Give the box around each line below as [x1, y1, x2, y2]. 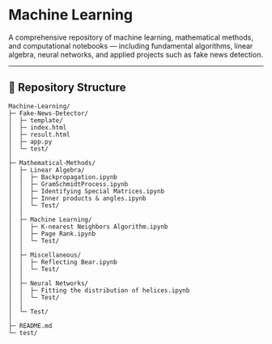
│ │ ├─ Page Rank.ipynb [8, 229, 96, 238]
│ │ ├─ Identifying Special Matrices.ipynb [8, 187, 164, 195]
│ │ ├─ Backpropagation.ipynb [8, 172, 117, 181]
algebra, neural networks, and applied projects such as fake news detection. [8, 49, 263, 59]
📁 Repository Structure [8, 81, 126, 95]
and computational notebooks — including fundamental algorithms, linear [8, 40, 253, 50]
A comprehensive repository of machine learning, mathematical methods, [8, 32, 253, 42]
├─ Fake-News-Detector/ [8, 109, 89, 117]
